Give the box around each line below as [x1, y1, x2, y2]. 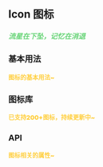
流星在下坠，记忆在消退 [8, 31, 85, 41]
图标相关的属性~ [8, 151, 55, 160]
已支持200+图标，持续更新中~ [8, 113, 96, 122]
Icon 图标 [8, 7, 54, 22]
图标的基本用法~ [8, 73, 55, 82]
